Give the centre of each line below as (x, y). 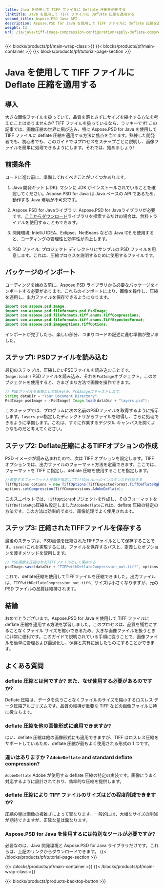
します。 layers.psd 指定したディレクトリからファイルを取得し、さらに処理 (80, 417)
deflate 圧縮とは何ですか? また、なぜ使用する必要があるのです (79, 681)
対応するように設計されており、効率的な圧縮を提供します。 (65, 781)
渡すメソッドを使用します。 (41, 553)
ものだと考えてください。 (39, 429)
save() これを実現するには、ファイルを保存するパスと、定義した (77, 547)
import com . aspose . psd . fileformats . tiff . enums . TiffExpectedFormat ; (75, 320)
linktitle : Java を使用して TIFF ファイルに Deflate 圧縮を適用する (70, 14)
